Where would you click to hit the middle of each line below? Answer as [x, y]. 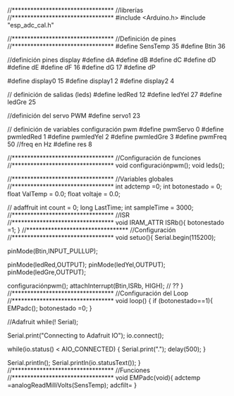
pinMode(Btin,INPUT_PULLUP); [53, 251]
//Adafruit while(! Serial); [43, 322]
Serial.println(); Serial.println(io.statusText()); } [74, 363]
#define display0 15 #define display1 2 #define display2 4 [91, 81]
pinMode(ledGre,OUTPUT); [47, 272]
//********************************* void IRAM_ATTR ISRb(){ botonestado [116, 222]
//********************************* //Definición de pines [92, 39]
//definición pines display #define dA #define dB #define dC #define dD [112, 60]
